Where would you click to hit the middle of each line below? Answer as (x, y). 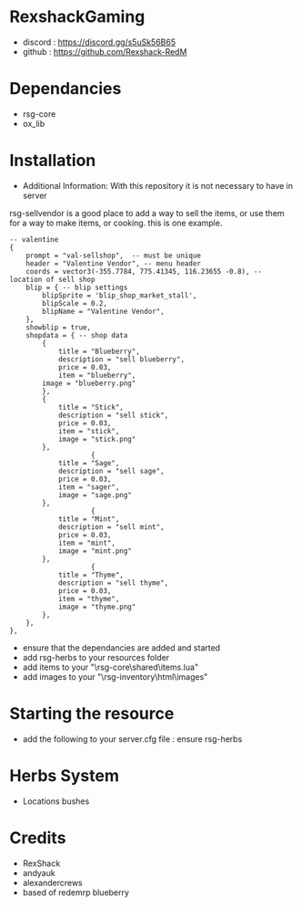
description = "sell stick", (113, 415)
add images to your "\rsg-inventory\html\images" (115, 676)
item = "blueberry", (97, 375)
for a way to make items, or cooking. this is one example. (116, 223)
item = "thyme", (89, 599)
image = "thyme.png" (97, 607)
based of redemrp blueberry (76, 892)
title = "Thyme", (91, 575)
